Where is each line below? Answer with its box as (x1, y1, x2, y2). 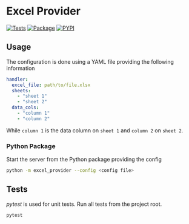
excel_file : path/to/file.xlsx (12, 82, 91, 88)
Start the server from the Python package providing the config (6, 156, 162, 163)
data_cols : (12, 104, 39, 110)
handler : (6, 76, 28, 83)
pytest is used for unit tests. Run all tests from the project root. (6, 200, 162, 208)
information (6, 64, 35, 72)
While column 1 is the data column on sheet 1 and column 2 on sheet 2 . (6, 126, 184, 134)
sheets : (12, 87, 31, 93)
